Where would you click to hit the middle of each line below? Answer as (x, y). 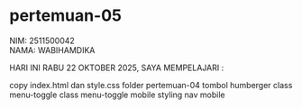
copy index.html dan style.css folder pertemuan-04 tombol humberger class (151, 85)
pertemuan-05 (66, 16)
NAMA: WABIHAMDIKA (52, 50)
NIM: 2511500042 (42, 41)
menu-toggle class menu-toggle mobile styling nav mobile (117, 95)
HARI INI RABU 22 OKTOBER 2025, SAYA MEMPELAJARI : (117, 68)
